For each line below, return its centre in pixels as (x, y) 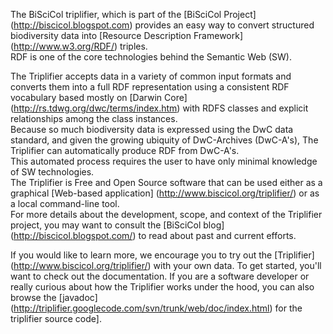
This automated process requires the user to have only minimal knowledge (164, 161)
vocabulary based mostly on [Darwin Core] (99, 97)
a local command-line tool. (65, 203)
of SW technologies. (52, 172)
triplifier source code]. (56, 318)
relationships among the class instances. (94, 118)
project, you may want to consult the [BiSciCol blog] (117, 225)
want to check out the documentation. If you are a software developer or (160, 276)
